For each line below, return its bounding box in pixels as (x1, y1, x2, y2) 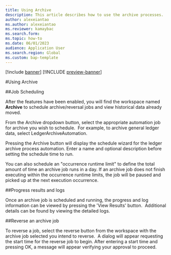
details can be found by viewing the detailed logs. (5, 208, 110, 214)
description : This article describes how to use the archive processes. (5, 12, 164, 17)
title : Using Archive (5, 7, 52, 13)
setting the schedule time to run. (5, 151, 74, 157)
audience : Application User (5, 45, 66, 51)
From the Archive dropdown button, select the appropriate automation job (5, 120, 161, 126)
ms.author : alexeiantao (5, 21, 56, 27)
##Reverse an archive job (5, 218, 59, 224)
